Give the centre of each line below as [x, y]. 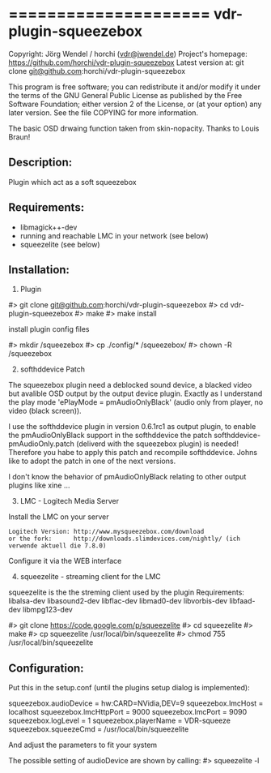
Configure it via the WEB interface [65, 561]
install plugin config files [49, 329]
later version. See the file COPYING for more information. [104, 112]
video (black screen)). [45, 411]
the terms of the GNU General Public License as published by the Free [125, 95]
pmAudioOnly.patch [42, 444]
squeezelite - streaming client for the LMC [91, 577]
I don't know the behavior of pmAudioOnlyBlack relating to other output [127, 477]
